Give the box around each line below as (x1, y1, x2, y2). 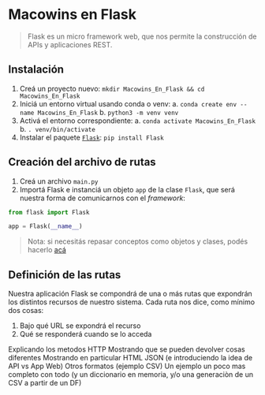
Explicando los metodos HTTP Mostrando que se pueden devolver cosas (8, 345, 246, 354)
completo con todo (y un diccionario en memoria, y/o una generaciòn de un (8, 370, 254, 379)
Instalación (8, 63, 65, 76)
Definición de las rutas (8, 268, 121, 281)
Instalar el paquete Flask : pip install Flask (19, 132, 164, 142)
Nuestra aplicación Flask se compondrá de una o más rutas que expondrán (8, 289, 252, 299)
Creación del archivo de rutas (8, 155, 156, 169)
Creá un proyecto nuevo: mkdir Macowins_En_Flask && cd (19, 84, 205, 93)
